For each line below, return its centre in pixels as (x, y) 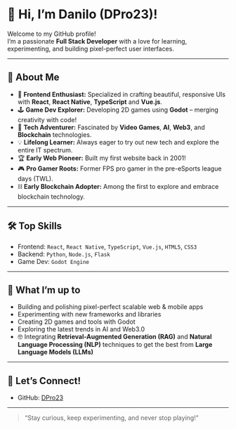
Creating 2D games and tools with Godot (76, 322)
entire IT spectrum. (45, 150)
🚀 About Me (33, 78)
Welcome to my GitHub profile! (52, 34)
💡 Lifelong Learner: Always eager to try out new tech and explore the (118, 142)
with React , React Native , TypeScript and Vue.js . (90, 102)
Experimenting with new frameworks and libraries (89, 315)
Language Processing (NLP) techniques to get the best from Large (115, 345)
